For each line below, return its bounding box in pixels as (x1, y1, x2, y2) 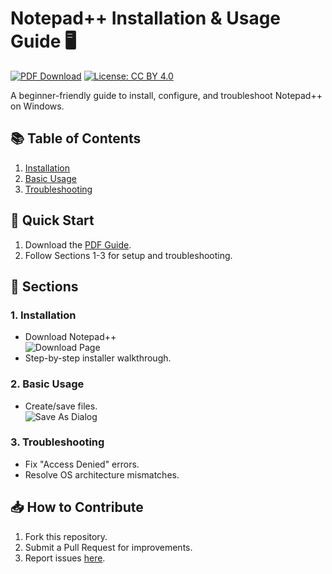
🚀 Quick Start (10, 212, 95, 229)
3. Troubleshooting (10, 435, 105, 449)
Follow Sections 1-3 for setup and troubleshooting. (24, 249, 233, 261)
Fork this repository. (24, 530, 108, 542)
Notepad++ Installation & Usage (10, 7, 282, 30)
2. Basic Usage (10, 377, 85, 391)
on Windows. (10, 100, 65, 112)
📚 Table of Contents (10, 130, 142, 147)
